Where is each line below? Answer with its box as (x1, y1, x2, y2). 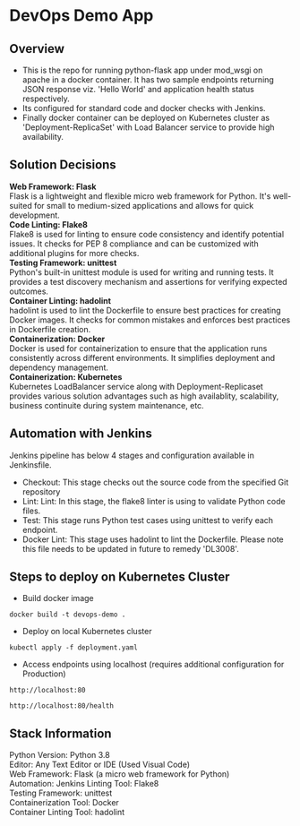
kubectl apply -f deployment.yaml (9, 643, 139, 652)
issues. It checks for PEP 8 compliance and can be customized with (9, 238, 259, 249)
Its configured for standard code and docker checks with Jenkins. (21, 103, 266, 113)
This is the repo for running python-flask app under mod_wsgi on (21, 65, 263, 75)
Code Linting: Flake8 (9, 219, 88, 229)
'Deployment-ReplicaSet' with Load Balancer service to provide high (21, 122, 275, 133)
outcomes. (9, 286, 49, 297)
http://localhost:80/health (9, 701, 115, 710)
